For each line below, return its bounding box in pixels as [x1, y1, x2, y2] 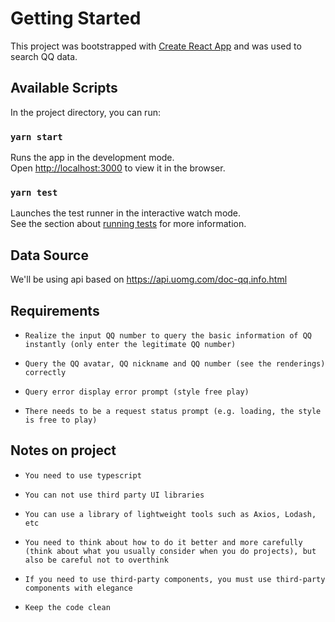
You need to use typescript [24, 470, 142, 481]
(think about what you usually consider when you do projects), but [24, 546, 317, 556]
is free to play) [24, 415, 98, 425]
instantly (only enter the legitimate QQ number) [24, 339, 237, 349]
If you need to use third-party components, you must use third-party [24, 574, 326, 584]
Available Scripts [10, 80, 118, 97]
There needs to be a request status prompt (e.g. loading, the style [24, 406, 322, 416]
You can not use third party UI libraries [24, 490, 205, 500]
